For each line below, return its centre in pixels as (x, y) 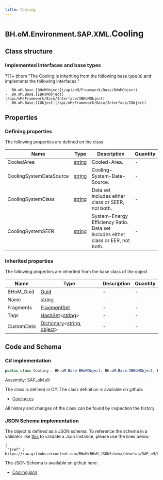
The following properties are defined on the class (54, 142)
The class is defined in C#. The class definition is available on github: (74, 390)
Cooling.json (24, 472)
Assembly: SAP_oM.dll (27, 380)
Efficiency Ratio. (110, 223)
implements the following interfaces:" (42, 81)
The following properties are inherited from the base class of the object (76, 272)
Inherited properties (29, 261)
